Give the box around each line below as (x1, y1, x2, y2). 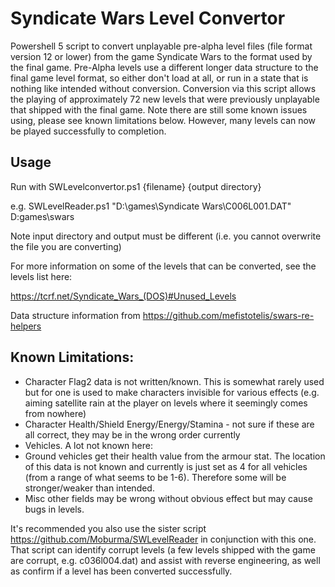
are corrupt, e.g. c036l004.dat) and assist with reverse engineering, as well (10, 554, 321, 566)
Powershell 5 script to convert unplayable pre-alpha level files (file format (10, 40, 313, 52)
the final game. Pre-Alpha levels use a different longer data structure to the (10, 61, 319, 73)
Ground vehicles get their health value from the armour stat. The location (24, 450, 326, 462)
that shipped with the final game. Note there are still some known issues (10, 103, 308, 116)
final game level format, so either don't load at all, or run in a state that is (10, 72, 309, 84)
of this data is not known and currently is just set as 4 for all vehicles (24, 460, 308, 472)
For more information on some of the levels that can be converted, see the (10, 260, 317, 272)
